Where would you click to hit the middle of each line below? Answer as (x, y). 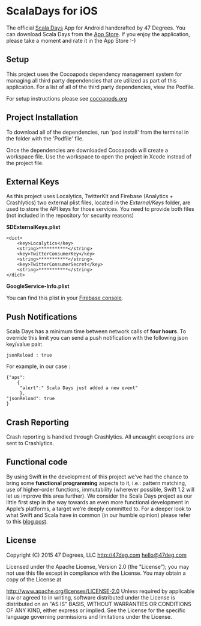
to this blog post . (27, 521)
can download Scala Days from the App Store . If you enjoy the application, (98, 34)
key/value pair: (25, 344)
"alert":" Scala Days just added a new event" (79, 388)
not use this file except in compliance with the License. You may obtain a (96, 573)
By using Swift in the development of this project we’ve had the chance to (97, 477)
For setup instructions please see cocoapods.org (67, 98)
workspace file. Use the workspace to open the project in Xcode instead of (99, 156)
